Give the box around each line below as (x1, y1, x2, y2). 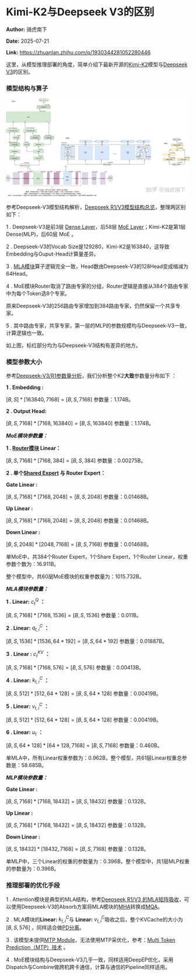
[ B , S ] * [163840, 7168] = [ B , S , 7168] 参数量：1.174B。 (6, 396, 134, 403)
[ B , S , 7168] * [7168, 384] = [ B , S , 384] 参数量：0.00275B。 (6, 457, 146, 464)
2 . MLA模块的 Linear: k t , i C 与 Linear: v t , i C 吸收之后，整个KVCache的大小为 (6, 915, 183, 925)
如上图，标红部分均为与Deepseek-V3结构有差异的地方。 (6, 342, 141, 349)
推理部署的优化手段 (6, 881, 60, 889)
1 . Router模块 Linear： (6, 445, 61, 452)
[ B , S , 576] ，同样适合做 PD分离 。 (6, 924, 85, 931)
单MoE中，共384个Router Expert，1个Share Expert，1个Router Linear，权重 (6, 554, 188, 561)
